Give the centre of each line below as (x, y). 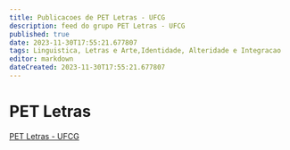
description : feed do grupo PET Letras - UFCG (97, 26)
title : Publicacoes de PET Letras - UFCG (87, 17)
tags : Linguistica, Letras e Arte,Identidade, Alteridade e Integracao (145, 51)
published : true (39, 34)
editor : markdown (41, 59)
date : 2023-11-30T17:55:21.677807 (74, 42)
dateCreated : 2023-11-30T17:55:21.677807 (87, 68)
